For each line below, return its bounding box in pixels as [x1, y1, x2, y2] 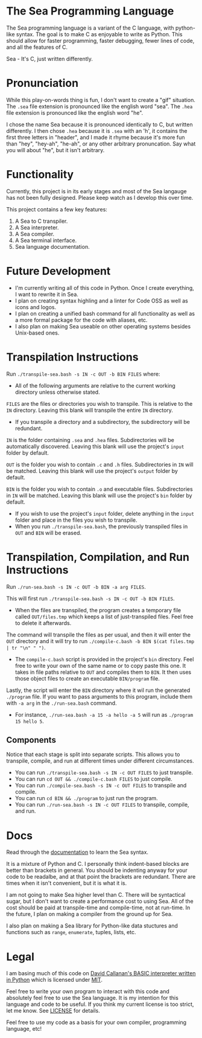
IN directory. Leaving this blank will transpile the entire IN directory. [6, 406, 174, 414]
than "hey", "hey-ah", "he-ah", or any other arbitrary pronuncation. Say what [6, 140, 196, 147]
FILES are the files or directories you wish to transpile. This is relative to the [6, 400, 193, 407]
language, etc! [6, 1025, 42, 1033]
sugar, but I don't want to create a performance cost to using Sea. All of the [6, 898, 194, 905]
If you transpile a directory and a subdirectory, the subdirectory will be [14, 418, 190, 425]
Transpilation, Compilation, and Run [6, 550, 190, 564]
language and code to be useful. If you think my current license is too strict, [6, 1001, 194, 1008]
